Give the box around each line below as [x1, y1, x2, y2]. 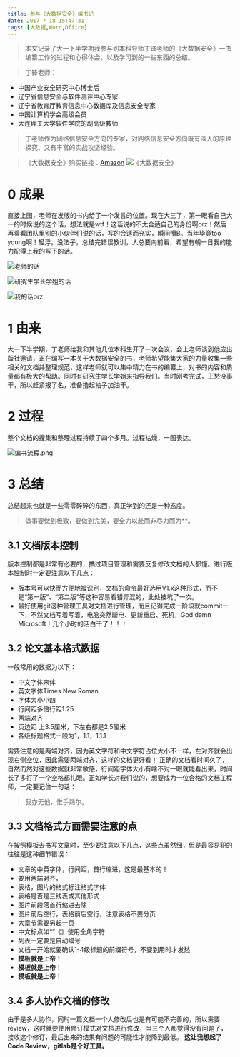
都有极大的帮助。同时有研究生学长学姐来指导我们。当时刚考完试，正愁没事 [13, 372, 233, 381]
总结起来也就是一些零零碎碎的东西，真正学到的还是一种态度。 [7, 501, 189, 510]
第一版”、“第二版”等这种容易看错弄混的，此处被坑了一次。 [26, 592, 199, 601]
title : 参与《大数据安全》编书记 [7, 10, 94, 18]
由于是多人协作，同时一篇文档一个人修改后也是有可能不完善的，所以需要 [7, 1015, 220, 1023]
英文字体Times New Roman [17, 686, 99, 695]
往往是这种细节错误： [7, 849, 70, 858]
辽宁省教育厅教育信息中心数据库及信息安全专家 [17, 101, 156, 110]
